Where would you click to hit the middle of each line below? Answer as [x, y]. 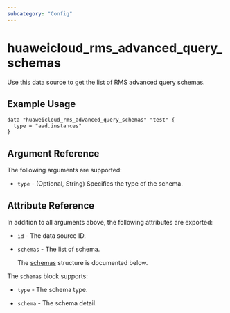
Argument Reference [53, 153]
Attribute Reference [51, 206]
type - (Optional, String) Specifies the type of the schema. [100, 184]
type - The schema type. [52, 290]
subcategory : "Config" [40, 14]
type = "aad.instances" [47, 126]
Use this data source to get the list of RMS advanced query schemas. [106, 82]
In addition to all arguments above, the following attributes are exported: [110, 222]
